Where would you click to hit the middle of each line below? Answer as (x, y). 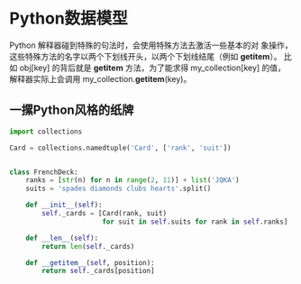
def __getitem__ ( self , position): (90, 262)
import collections (46, 132)
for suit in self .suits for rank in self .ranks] (195, 222)
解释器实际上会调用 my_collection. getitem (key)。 (100, 78)
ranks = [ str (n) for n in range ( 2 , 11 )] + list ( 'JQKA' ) (133, 180)
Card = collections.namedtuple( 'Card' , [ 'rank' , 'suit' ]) (120, 148)
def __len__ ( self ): (62, 238)
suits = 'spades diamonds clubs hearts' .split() (119, 189)
